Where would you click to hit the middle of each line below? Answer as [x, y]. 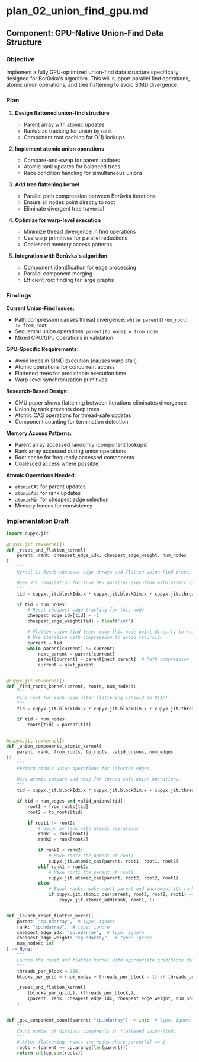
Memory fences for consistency [54, 506]
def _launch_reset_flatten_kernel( [50, 916]
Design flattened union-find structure [62, 113]
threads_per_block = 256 [47, 971]
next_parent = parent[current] [76, 654]
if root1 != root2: [52, 823]
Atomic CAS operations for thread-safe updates [73, 415]
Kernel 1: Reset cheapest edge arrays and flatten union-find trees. [105, 572]
